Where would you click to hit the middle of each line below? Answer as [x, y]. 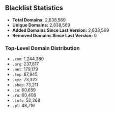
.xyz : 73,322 [25, 80]
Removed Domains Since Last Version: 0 [55, 35]
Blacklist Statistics [34, 8]
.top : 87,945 [25, 74]
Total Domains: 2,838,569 [39, 20]
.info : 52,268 [26, 100]
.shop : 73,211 [25, 85]
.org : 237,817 [26, 64]
